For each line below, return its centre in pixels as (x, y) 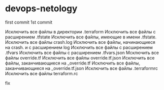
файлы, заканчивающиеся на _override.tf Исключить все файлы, (73, 63)
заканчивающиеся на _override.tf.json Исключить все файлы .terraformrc (82, 68)
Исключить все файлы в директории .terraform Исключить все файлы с (81, 31)
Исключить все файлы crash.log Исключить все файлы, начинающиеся (80, 42)
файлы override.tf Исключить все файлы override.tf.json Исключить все (80, 58)
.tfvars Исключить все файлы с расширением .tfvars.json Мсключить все (82, 53)
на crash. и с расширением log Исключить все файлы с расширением (79, 47)
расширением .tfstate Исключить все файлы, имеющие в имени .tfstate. (81, 37)
